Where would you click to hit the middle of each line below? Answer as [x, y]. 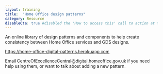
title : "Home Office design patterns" [45, 14]
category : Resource [25, 18]
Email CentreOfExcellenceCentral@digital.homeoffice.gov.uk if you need [77, 61]
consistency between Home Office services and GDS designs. [67, 42]
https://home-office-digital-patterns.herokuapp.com [57, 52]
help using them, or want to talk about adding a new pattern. [65, 66]
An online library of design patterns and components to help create [72, 37]
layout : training [23, 9]
